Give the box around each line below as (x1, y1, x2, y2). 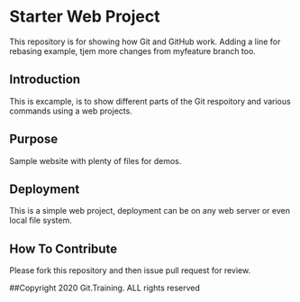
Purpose (9, 132, 59, 147)
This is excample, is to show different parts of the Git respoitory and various (9, 96, 291, 106)
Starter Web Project (9, 6, 160, 27)
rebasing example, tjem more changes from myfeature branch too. (9, 45, 257, 56)
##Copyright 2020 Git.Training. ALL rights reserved (9, 282, 201, 294)
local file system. (9, 215, 72, 226)
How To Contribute (9, 241, 118, 256)
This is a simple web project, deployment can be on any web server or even (9, 206, 291, 216)
